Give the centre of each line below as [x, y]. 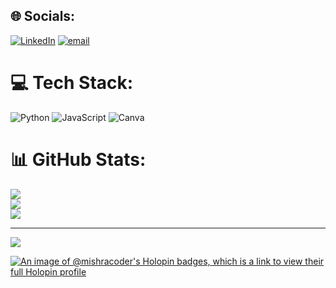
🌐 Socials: [43, 16]
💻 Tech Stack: [72, 83]
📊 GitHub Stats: [78, 159]
